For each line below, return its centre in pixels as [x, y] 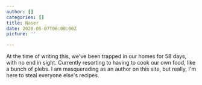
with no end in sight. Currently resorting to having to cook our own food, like [101, 63]
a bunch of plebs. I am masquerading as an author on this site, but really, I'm [101, 69]
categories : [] [25, 17]
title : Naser [23, 23]
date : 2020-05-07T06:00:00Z [42, 28]
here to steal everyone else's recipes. [53, 75]
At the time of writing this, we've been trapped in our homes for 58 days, [96, 56]
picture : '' [21, 34]
